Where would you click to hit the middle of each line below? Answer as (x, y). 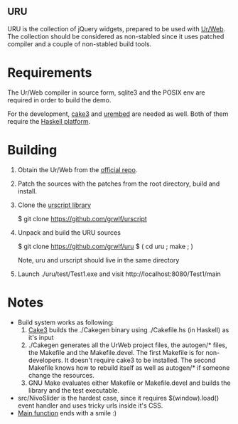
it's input (41, 337)
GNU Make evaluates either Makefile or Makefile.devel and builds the (129, 383)
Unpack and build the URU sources (69, 232)
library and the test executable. (74, 390)
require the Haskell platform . (49, 121)
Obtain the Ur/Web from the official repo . (77, 169)
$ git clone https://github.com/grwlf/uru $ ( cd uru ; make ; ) (105, 246)
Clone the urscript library (54, 205)
